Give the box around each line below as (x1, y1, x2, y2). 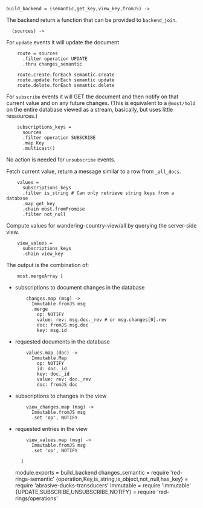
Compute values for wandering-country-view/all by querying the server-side (6, 222, 197, 229)
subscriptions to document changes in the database (14, 284, 145, 291)
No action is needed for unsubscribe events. (6, 156, 116, 163)
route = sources (17, 50, 59, 56)
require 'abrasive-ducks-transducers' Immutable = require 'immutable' (14, 482, 192, 489)
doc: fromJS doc (37, 382, 78, 388)
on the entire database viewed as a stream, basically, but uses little (6, 106, 173, 113)
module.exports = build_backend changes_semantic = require (14, 469, 169, 476)
